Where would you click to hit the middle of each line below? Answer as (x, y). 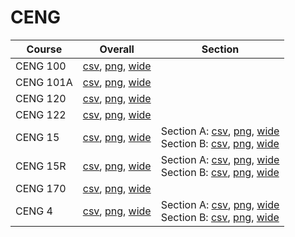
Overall (117, 49)
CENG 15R (41, 166)
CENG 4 (34, 211)
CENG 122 (41, 114)
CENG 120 (41, 98)
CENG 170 (41, 188)
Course (44, 49)
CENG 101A (44, 82)
